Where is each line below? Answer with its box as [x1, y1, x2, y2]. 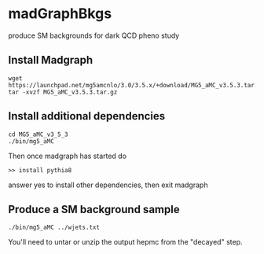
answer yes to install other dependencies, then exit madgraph [8, 180, 208, 190]
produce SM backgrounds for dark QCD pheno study [8, 31, 180, 40]
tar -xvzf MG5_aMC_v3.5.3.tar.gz [8, 88, 118, 96]
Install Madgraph [8, 53, 93, 67]
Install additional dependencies [8, 109, 166, 123]
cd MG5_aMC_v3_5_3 [8, 131, 68, 138]
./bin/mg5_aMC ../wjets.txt [8, 223, 101, 232]
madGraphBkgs [8, 5, 112, 23]
